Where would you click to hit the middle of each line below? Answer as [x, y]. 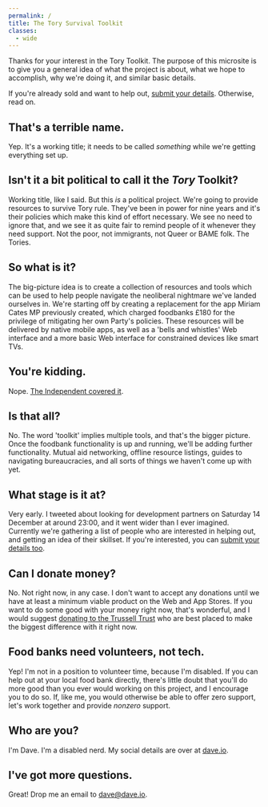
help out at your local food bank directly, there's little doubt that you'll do [128, 679]
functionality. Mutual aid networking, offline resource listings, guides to [125, 452]
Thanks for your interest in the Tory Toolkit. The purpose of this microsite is [133, 61]
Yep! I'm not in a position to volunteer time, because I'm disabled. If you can [133, 671]
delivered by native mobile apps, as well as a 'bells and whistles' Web [123, 329]
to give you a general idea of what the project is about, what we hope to [127, 70]
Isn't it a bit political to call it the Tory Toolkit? [123, 180]
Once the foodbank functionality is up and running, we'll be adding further [130, 444]
